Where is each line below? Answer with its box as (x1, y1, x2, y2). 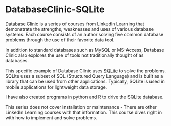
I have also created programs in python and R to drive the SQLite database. (5, 94, 164, 100)
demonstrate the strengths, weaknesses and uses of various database (5, 26, 154, 32)
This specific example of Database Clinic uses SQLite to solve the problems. (5, 68, 166, 74)
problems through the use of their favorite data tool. (5, 37, 115, 43)
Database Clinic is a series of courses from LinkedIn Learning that (5, 20, 144, 27)
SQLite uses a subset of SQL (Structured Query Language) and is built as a (5, 73, 163, 79)
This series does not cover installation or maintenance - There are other (5, 103, 157, 110)
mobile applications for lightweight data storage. (5, 83, 108, 90)
